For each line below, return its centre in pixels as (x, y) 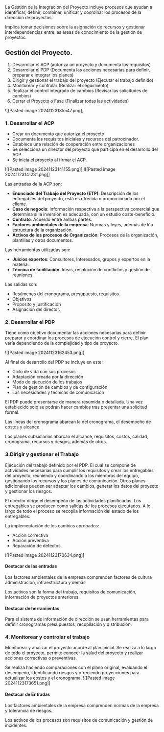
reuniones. (23, 275)
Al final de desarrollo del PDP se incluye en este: (54, 362)
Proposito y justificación (36, 304)
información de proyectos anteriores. (42, 597)
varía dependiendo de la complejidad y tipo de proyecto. (62, 343)
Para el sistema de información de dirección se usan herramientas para (77, 619)
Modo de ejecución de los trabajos (47, 382)
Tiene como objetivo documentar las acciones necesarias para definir (75, 333)
